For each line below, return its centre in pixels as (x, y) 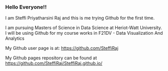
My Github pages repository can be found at (51, 58)
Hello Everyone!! (26, 7)
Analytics (15, 38)
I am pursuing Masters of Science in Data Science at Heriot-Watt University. (84, 28)
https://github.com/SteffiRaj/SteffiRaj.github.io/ (54, 63)
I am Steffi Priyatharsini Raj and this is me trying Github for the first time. (80, 18)
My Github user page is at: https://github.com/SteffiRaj (62, 48)
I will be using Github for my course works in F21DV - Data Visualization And (84, 33)
